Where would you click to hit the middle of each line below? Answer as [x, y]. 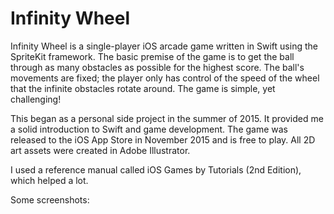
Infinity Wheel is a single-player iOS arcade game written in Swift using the [164, 46]
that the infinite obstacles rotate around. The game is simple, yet [143, 88]
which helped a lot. [49, 180]
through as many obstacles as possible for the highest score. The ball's [157, 67]
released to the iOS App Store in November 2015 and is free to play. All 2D [163, 139]
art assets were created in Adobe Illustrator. [100, 150]
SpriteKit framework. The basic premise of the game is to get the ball [152, 56]
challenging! [36, 99]
